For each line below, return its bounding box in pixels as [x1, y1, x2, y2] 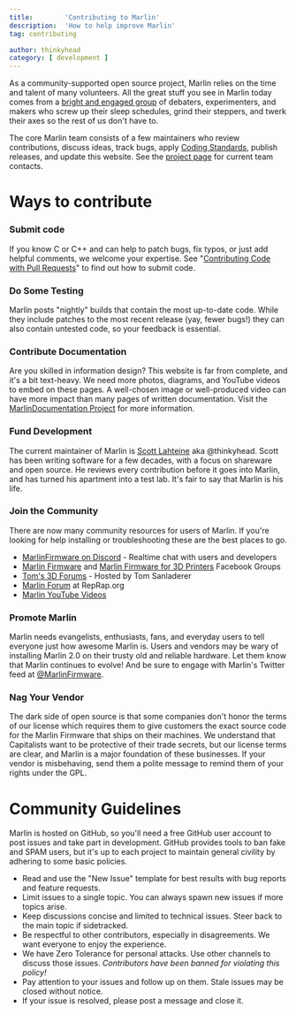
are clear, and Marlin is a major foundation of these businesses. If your [9, 749, 266, 759]
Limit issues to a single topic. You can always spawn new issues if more [21, 892, 284, 903]
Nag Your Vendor [9, 691, 85, 704]
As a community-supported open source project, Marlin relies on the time [9, 78, 277, 88]
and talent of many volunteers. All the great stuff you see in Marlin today [9, 88, 272, 98]
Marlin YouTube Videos [21, 589, 107, 600]
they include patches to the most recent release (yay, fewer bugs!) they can [9, 313, 285, 324]
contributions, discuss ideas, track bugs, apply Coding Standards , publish [9, 142, 278, 153]
